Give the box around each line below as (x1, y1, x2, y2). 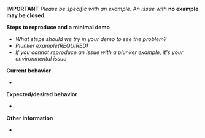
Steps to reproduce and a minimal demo (6, 24, 110, 31)
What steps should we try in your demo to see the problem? (15, 36, 167, 42)
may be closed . (6, 12, 46, 19)
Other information (6, 115, 53, 121)
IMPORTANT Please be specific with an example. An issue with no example (6, 6, 199, 12)
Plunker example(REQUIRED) (15, 42, 89, 49)
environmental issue (15, 55, 67, 62)
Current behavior (6, 67, 51, 74)
